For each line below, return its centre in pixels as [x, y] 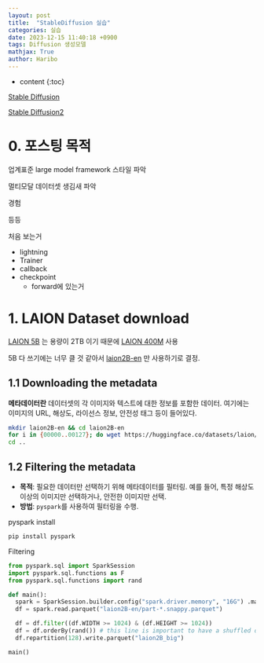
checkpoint [38, 277]
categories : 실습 [35, 30]
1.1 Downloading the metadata [83, 383]
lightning [34, 251]
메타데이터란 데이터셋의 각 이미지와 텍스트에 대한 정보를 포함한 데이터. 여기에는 [129, 403]
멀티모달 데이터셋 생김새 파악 [52, 186]
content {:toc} [42, 81]
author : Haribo [33, 60]
